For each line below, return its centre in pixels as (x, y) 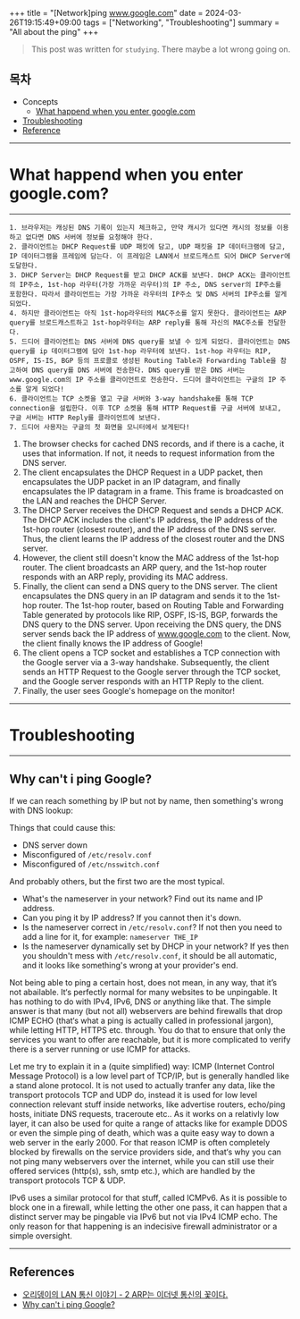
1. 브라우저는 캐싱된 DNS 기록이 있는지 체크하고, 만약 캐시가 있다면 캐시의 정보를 (141, 227)
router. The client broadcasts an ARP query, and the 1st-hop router (144, 567)
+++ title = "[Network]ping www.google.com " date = (106, 13)
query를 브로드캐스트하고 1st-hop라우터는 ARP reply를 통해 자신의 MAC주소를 (137, 322)
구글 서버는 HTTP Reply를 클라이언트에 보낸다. (85, 418)
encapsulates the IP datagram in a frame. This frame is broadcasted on (153, 491)
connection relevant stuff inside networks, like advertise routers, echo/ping (147, 1104)
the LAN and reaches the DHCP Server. (94, 501)
